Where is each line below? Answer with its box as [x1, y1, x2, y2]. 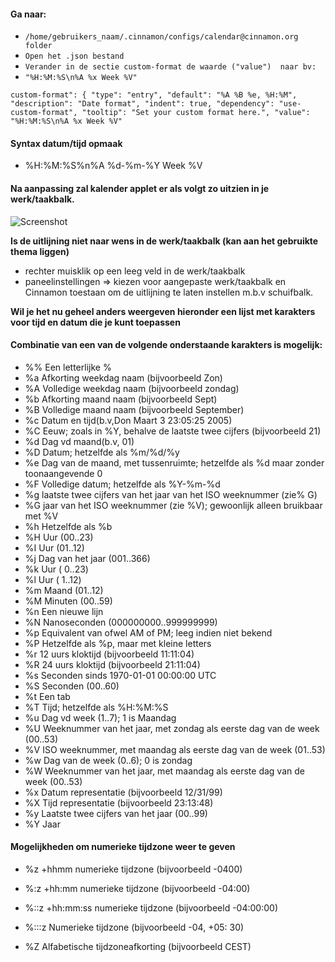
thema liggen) [10, 245, 70, 257]
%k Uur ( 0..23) [24, 563, 89, 575]
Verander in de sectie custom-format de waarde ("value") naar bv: [24, 62, 317, 72]
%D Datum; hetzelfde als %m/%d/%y [24, 446, 180, 458]
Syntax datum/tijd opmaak [10, 137, 123, 149]
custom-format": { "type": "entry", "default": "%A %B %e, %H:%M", [10, 90, 298, 100]
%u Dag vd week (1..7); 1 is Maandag [24, 711, 177, 724]
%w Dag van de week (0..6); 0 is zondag [24, 754, 193, 766]
